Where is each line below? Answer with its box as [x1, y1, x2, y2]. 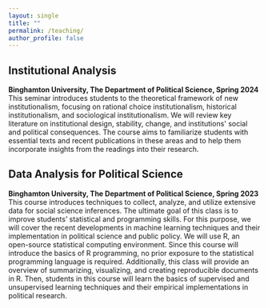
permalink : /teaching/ [8, 26, 84, 34]
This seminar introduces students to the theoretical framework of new [8, 94, 238, 103]
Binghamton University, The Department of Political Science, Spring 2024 [8, 85, 259, 94]
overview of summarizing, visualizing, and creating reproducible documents [8, 265, 258, 274]
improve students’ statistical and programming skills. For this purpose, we [8, 214, 252, 224]
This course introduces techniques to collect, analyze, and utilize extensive [8, 197, 256, 206]
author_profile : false [8, 34, 84, 42]
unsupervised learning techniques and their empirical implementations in [8, 282, 249, 292]
